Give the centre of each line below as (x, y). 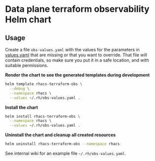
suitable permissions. (27, 65)
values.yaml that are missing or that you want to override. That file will (76, 55)
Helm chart (28, 20)
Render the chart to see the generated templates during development (77, 75)
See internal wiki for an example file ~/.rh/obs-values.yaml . (66, 153)
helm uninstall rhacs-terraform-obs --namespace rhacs (62, 144)
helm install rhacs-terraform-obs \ (43, 116)
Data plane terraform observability (77, 9)
